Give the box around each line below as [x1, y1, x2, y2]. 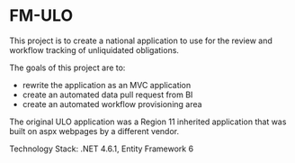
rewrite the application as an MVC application [22, 79, 192, 90]
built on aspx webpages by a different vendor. [9, 125, 180, 136]
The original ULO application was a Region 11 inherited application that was [9, 116, 287, 127]
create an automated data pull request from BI [22, 89, 193, 100]
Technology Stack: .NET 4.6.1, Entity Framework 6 [9, 143, 194, 154]
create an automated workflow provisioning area [22, 98, 202, 109]
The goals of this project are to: [9, 62, 126, 73]
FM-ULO [9, 5, 74, 26]
